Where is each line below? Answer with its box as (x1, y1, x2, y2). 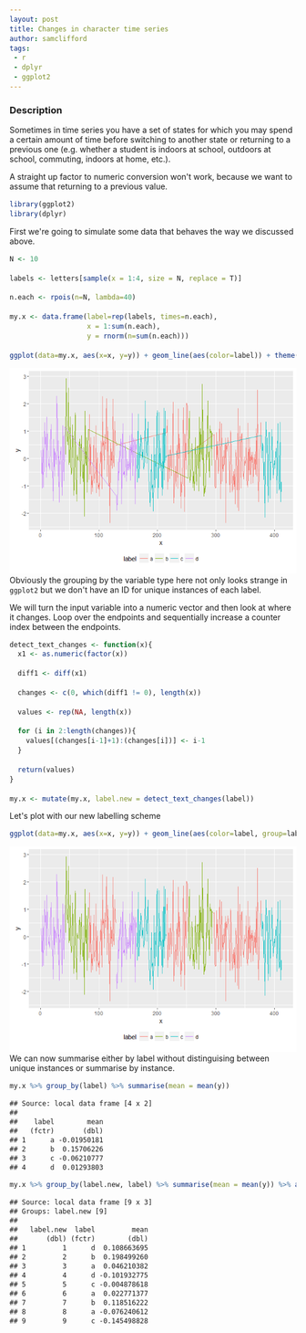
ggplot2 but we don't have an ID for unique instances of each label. (9, 584, 262, 595)
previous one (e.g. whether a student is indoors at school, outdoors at (9, 144, 271, 155)
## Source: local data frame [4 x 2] (9, 1099, 153, 1108)
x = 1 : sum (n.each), (87, 322, 161, 331)
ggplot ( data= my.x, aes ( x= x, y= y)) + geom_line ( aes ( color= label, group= (9, 829, 287, 839)
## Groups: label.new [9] (9, 1207, 107, 1216)
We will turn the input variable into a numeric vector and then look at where (9, 602, 291, 613)
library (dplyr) (9, 210, 67, 219)
